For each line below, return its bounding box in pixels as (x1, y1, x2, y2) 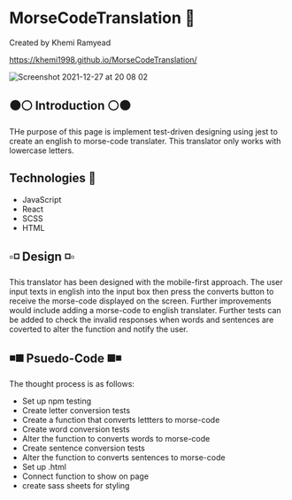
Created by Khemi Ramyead (9, 37, 111, 48)
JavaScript (21, 194, 62, 204)
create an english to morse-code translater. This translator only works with (9, 135, 281, 146)
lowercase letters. (9, 145, 74, 156)
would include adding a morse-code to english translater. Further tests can (9, 305, 281, 316)
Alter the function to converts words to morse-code (21, 434, 211, 444)
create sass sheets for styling (21, 481, 130, 491)
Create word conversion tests (21, 424, 130, 435)
